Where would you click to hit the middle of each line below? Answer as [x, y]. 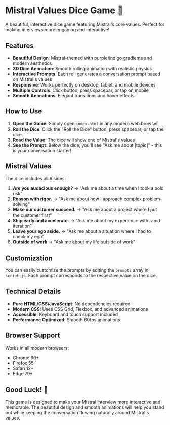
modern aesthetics [32, 63]
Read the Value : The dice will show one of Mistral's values [74, 140]
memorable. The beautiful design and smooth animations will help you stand [85, 407]
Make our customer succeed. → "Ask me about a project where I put [85, 210]
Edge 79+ [23, 373]
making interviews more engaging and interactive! [57, 29]
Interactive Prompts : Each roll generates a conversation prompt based [86, 74]
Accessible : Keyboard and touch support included [65, 314]
